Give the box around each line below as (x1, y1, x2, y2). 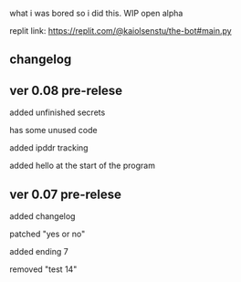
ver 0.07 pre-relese (9, 186, 121, 202)
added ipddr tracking (9, 142, 89, 153)
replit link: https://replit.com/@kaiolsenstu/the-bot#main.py (9, 26, 232, 36)
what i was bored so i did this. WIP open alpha (9, 8, 183, 18)
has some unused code (9, 125, 98, 136)
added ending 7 (9, 246, 68, 257)
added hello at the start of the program (9, 160, 155, 172)
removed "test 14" (9, 264, 78, 275)
